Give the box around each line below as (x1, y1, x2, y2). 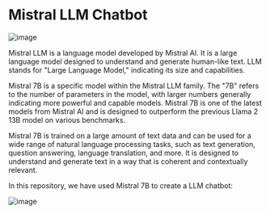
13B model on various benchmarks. (8, 115, 126, 124)
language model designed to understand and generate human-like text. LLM (8, 57, 263, 66)
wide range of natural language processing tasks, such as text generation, (8, 139, 256, 149)
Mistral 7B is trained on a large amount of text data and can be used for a (8, 131, 252, 141)
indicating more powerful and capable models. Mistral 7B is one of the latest (8, 98, 263, 107)
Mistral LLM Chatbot (8, 6, 148, 24)
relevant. (8, 165, 38, 174)
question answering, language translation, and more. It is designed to (8, 148, 239, 157)
